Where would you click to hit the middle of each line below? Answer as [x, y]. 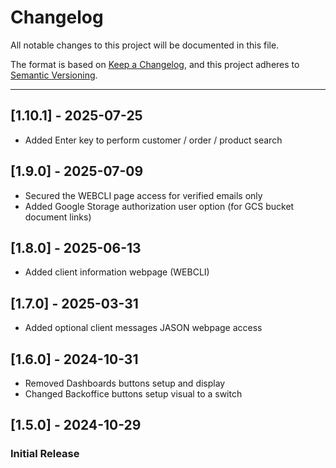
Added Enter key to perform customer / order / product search [153, 140]
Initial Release [45, 454]
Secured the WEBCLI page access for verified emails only [143, 195]
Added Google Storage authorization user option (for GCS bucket [159, 206]
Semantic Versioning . [54, 75]
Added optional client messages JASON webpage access [143, 328]
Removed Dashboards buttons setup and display [125, 383]
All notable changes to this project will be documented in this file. [145, 45]
